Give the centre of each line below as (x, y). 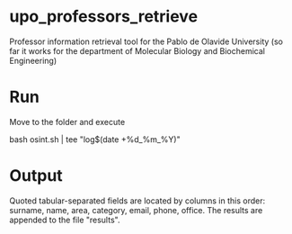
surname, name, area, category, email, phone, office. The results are (136, 210)
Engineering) (33, 60)
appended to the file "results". (65, 220)
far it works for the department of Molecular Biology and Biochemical (137, 50)
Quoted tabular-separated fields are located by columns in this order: (137, 201)
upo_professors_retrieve (104, 17)
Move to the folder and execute (67, 121)
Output (36, 176)
